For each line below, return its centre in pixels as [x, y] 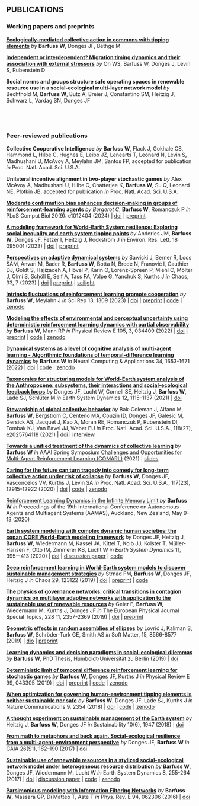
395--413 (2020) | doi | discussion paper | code [65, 556]
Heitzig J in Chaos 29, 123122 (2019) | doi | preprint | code [77, 580]
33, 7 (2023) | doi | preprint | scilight [50, 282]
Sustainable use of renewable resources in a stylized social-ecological [95, 760]
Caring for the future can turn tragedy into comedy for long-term [87, 470]
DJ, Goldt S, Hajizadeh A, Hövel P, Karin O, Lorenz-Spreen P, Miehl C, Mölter [99, 270]
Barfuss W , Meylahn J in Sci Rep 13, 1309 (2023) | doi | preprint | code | [94, 300]
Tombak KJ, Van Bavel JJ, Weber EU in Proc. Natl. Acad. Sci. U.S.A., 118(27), [99, 428]
